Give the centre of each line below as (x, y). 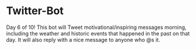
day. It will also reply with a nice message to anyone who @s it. (83, 40)
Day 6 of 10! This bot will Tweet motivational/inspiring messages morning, (97, 27)
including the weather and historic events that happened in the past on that (98, 33)
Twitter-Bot (35, 11)
